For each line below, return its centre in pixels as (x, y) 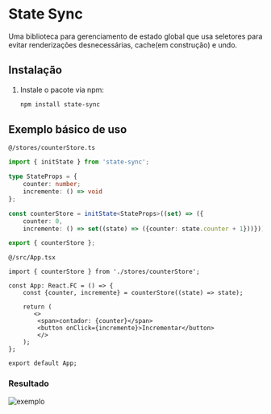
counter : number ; (52, 184)
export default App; (43, 363)
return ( (38, 307)
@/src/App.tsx (32, 258)
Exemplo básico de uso (68, 130)
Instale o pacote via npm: (62, 89)
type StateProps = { (43, 177)
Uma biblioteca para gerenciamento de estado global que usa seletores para (135, 36)
